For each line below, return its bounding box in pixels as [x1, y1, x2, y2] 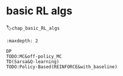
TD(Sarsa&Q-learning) [6, 58, 60, 65]
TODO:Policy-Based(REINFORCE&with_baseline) [6, 64, 118, 69]
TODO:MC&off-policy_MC [6, 53, 62, 59]
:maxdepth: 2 [6, 37, 38, 44]
